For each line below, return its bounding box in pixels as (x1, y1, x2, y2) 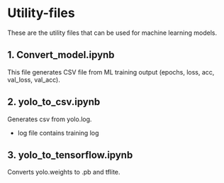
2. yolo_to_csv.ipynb (7, 96, 101, 108)
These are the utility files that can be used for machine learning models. (7, 28, 218, 37)
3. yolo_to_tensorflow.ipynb (7, 149, 133, 161)
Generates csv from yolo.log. (7, 115, 92, 123)
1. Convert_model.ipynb (7, 49, 115, 61)
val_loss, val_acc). (7, 75, 60, 84)
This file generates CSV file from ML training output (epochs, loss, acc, (7, 67, 215, 76)
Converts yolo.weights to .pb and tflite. (7, 168, 121, 177)
